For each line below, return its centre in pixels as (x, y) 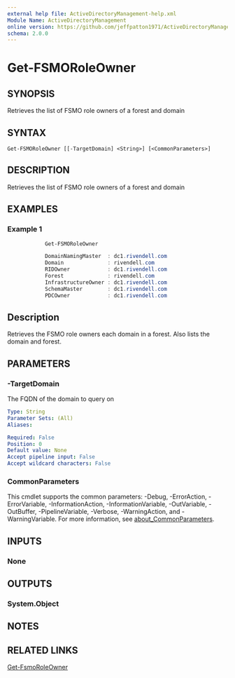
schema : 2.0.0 (28, 33)
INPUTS (24, 541)
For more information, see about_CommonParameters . (136, 519)
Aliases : (20, 425)
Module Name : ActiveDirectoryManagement (67, 20)
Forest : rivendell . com (100, 276)
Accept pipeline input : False (51, 457)
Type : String (26, 412)
